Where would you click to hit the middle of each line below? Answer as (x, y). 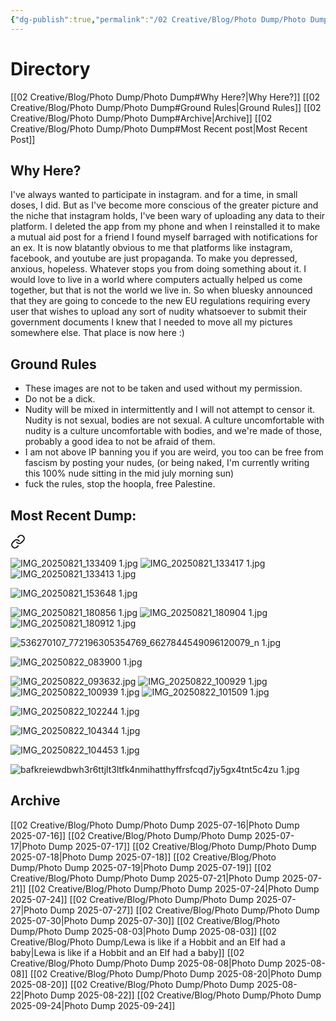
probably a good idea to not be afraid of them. (120, 442)
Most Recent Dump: (73, 515)
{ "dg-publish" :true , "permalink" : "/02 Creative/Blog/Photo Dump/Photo (158, 19)
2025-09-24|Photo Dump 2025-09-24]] (93, 1005)
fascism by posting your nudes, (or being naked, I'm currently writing (167, 463)
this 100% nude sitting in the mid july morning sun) (129, 473)
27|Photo (29, 910)
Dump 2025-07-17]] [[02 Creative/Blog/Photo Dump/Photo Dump (182, 846)
